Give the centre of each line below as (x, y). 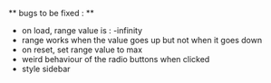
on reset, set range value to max (82, 50)
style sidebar (46, 69)
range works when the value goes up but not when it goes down (142, 40)
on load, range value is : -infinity (82, 30)
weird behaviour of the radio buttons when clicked (116, 59)
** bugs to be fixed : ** (51, 13)
